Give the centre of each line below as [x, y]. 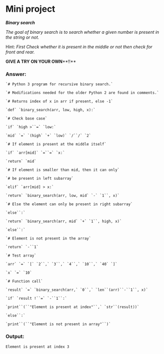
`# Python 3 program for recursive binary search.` [59, 84]
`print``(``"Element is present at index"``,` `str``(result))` [72, 307]
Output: [15, 336]
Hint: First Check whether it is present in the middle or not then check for [79, 47]
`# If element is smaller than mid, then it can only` [63, 170]
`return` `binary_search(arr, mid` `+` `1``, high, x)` [64, 221]
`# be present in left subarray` [40, 179]
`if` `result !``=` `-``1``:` [36, 299]
